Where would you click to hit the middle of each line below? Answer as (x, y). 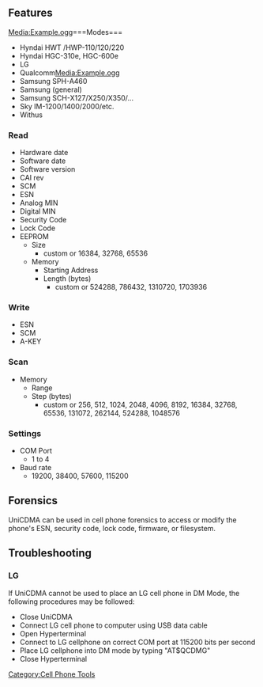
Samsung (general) (51, 89)
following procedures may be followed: (71, 602)
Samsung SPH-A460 (53, 81)
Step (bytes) (52, 396)
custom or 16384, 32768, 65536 (96, 253)
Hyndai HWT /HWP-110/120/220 (72, 47)
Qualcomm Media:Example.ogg (70, 72)
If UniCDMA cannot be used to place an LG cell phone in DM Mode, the (124, 593)
